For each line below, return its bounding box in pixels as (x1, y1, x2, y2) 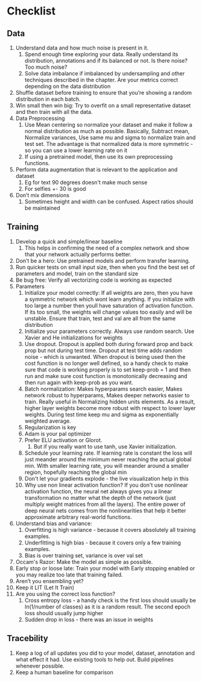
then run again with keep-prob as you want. (24, 379, 133, 386)
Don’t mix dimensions (15, 192, 70, 198)
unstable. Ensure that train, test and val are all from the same (24, 315, 176, 322)
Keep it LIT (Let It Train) (15, 584, 75, 591)
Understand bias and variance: (15, 520, 92, 527)
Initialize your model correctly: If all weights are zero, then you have (24, 289, 193, 296)
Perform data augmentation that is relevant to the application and (15, 166, 178, 173)
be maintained (24, 204, 60, 212)
